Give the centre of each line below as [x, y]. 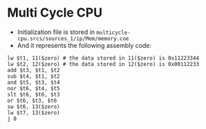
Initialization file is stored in [56, 32]
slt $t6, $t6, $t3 [34, 94]
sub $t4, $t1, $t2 [34, 76]
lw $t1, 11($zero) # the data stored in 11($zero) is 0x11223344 [103, 58]
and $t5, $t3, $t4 [34, 82]
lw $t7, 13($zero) [34, 112]
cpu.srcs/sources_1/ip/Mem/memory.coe [73, 38]
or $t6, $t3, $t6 [32, 101]
